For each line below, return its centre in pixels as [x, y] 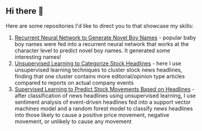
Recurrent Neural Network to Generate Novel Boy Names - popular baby [105, 38]
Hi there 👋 [25, 11]
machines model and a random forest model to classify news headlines [103, 108]
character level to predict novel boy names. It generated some [92, 50]
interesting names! [38, 57]
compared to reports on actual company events [74, 82]
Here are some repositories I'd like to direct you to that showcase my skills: [100, 25]
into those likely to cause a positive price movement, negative [92, 115]
